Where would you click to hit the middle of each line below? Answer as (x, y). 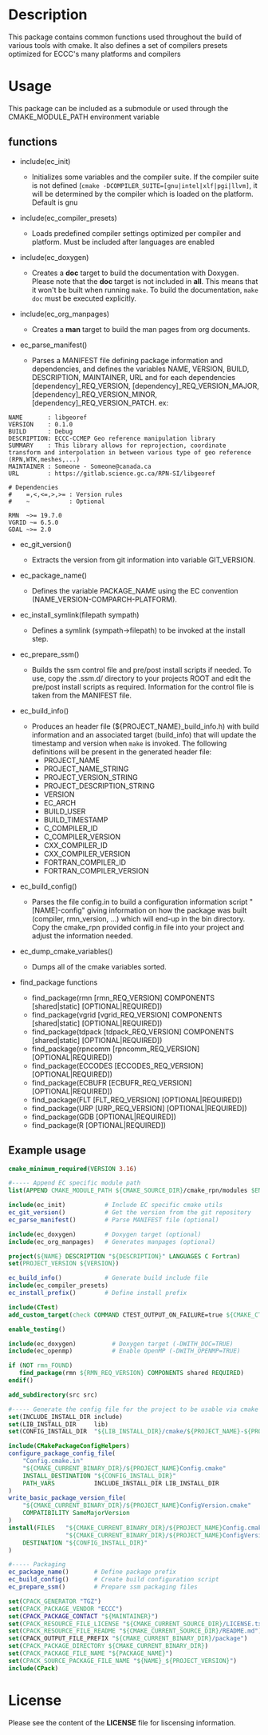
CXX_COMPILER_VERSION (87, 854)
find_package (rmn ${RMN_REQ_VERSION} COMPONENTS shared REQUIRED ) (132, 1373)
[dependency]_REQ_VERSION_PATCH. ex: (100, 402)
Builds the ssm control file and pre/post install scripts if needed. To (142, 670)
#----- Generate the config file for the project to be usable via (123, 1409)
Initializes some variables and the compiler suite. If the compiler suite (145, 177)
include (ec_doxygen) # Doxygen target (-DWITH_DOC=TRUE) (121, 1344)
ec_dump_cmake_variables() (66, 951)
